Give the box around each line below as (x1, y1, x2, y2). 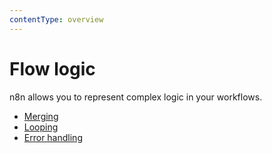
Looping (23, 121, 59, 133)
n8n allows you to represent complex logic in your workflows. (9, 91, 263, 103)
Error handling (23, 131, 83, 143)
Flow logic (9, 57, 96, 80)
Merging (23, 110, 59, 122)
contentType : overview (9, 14, 104, 25)
